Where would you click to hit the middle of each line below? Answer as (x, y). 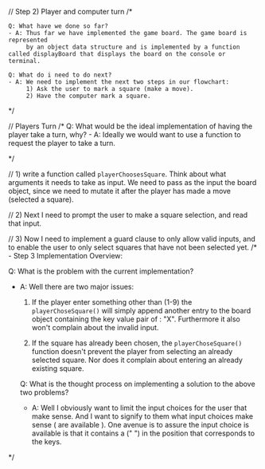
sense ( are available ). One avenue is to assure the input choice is (140, 425)
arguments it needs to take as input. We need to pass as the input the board (132, 182)
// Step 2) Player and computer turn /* (70, 12)
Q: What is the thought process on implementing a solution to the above (138, 384)
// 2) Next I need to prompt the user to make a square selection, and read (128, 215)
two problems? (44, 392)
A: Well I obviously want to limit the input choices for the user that (139, 408)
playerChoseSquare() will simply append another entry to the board (141, 311)
